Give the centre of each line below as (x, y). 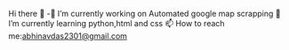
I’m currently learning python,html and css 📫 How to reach (116, 23)
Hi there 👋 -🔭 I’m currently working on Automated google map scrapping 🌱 (144, 14)
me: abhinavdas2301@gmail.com (68, 36)
